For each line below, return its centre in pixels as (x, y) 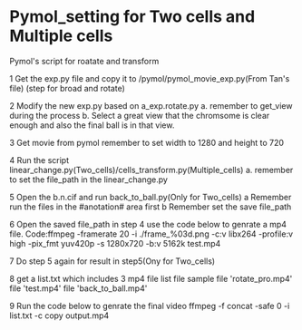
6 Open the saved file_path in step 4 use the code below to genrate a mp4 (148, 224)
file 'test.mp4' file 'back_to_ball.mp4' (78, 288)
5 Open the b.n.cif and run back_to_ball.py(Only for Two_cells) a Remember (151, 197)
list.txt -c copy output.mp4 (59, 315)
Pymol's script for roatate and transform (84, 61)
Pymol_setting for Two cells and (132, 17)
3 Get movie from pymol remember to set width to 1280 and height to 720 (146, 142)
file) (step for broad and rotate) (67, 88)
